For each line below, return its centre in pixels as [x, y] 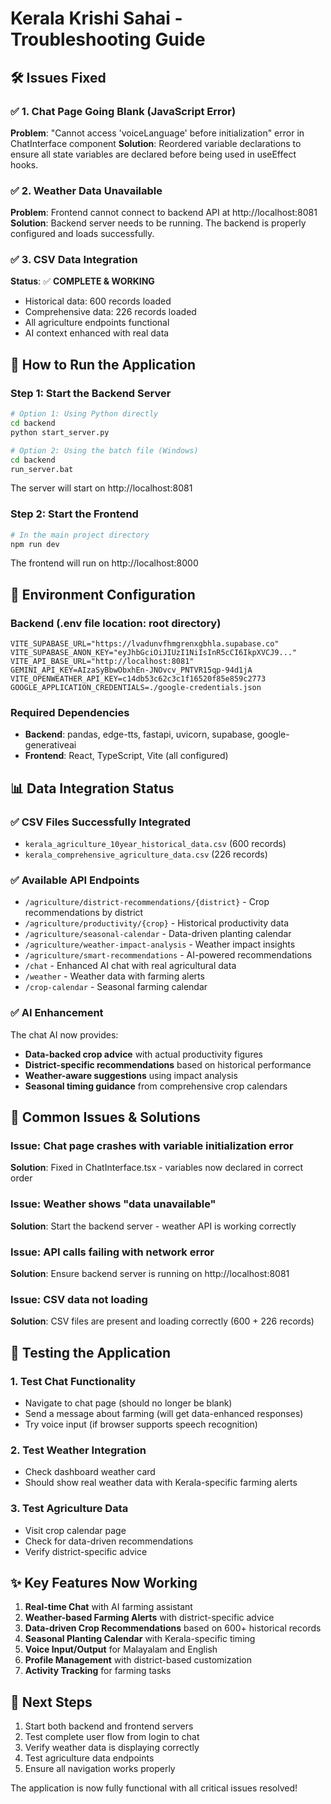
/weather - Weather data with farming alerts [114, 976]
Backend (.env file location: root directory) [116, 623]
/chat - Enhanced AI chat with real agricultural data [130, 966]
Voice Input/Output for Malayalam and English [121, 1649]
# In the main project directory [80, 535]
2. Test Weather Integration [78, 1450]
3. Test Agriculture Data [69, 1509]
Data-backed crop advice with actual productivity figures [143, 1054]
